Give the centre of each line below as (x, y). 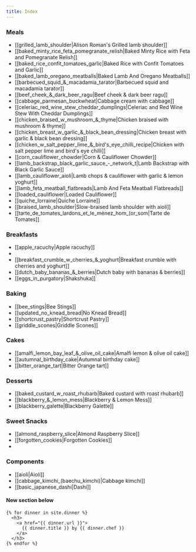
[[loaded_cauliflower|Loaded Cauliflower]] (66, 194)
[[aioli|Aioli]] (29, 474)
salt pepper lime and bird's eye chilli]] (60, 151)
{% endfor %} (22, 543)
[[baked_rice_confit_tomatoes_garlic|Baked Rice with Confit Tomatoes (99, 63)
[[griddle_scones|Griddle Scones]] (56, 325)
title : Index (22, 11)
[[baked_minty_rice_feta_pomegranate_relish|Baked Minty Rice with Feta (102, 51)
